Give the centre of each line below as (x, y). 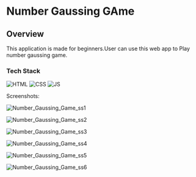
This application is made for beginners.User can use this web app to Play (98, 48)
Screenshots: (23, 96)
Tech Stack (24, 70)
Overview (25, 34)
